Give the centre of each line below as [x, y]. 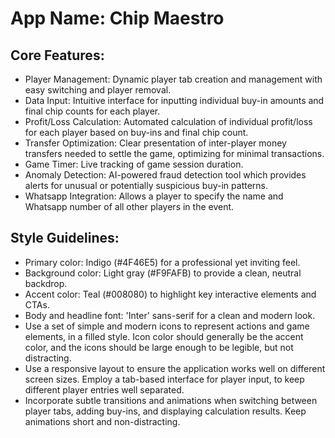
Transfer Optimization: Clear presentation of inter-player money [155, 143]
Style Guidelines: [65, 238]
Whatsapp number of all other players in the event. [129, 206]
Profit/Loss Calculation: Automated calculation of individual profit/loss [168, 121]
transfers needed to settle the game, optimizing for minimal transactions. [174, 153]
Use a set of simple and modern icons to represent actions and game [167, 326]
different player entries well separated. [104, 389]
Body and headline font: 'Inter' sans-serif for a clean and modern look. [170, 315]
